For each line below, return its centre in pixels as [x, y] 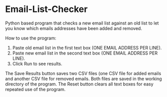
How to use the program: [31, 38]
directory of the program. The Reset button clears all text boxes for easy [79, 84]
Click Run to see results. [37, 63]
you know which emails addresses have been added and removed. [74, 28]
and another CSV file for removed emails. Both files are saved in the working [83, 78]
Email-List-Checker [47, 9]
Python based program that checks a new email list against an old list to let [82, 23]
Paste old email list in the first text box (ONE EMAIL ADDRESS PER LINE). [87, 47]
